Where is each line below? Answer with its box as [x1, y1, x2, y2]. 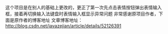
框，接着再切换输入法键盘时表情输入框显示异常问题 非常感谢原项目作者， [5, 11, 159, 17]
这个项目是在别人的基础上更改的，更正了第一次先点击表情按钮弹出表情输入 [5, 5, 162, 10]
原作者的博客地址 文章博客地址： [14, 17, 83, 23]
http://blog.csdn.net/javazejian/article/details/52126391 [5, 23, 122, 29]
